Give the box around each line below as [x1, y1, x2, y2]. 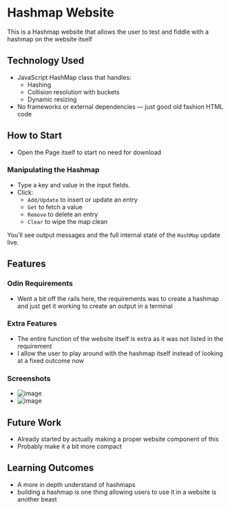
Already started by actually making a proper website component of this [17, 435, 219, 443]
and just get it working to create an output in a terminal [17, 302, 174, 310]
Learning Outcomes [7, 462, 94, 474]
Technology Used [7, 55, 85, 67]
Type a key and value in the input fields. [17, 180, 131, 189]
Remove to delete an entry [27, 210, 98, 218]
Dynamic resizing [27, 95, 77, 103]
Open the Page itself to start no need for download [17, 148, 162, 156]
